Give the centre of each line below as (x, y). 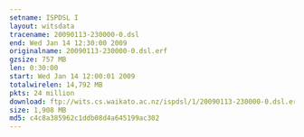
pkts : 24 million (42, 93)
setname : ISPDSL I (44, 18)
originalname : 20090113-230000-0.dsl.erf (89, 51)
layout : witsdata (42, 26)
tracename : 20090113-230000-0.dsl (75, 34)
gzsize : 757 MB (38, 59)
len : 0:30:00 (34, 68)
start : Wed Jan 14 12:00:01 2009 (72, 77)
